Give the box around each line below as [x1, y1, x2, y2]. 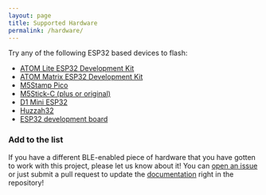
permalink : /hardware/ [8, 26, 84, 34]
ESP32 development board [19, 115, 108, 124]
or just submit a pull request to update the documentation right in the [8, 169, 234, 179]
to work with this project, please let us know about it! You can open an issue [8, 161, 258, 170]
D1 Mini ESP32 [19, 97, 68, 107]
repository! [8, 177, 45, 187]
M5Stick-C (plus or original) [19, 89, 111, 99]
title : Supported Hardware [8, 19, 98, 27]
